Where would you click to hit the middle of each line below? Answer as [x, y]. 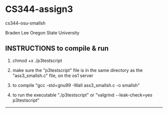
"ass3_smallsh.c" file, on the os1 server [53, 75]
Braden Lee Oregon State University [42, 32]
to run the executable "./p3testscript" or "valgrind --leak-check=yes [82, 95]
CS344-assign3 [39, 9]
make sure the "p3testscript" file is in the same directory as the [77, 70]
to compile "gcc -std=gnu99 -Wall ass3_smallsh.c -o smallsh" [76, 85]
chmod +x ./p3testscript [37, 60]
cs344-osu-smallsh [25, 23]
